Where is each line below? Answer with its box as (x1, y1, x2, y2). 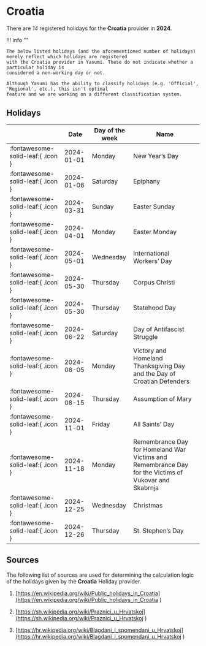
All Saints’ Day (133, 420, 175, 428)
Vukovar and (133, 476, 170, 484)
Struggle (133, 332, 158, 341)
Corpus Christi (133, 278, 175, 286)
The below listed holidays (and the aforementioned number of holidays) (6, 48, 196, 55)
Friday (91, 420, 110, 428)
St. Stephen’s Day (133, 526, 184, 534)
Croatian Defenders (133, 377, 190, 386)
